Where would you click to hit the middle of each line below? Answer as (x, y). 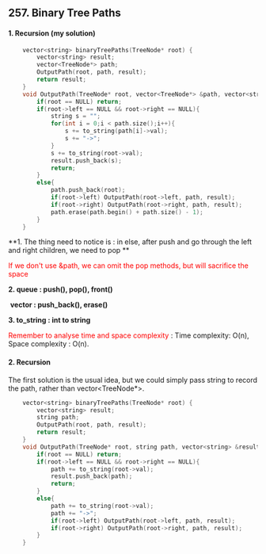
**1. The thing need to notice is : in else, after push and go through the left (130, 242)
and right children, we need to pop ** (69, 250)
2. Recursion (30, 362)
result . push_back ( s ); (86, 160)
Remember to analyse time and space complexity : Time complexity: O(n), (129, 335)
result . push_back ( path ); (91, 476)
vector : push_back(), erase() (59, 305)
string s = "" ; (76, 117)
